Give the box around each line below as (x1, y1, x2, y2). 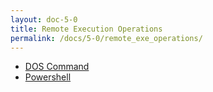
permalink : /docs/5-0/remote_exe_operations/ (10, 33, 203, 43)
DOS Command (24, 61, 90, 73)
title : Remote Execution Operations (10, 24, 163, 34)
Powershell (24, 71, 72, 83)
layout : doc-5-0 (10, 14, 78, 25)
